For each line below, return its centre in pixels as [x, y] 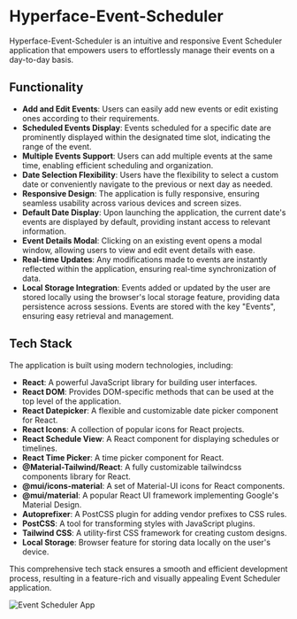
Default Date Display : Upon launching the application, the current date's [154, 212]
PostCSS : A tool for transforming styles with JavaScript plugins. [138, 523]
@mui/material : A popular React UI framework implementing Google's [150, 495]
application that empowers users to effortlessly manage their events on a [142, 50]
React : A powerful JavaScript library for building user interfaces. [140, 382]
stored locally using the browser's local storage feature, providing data [151, 297]
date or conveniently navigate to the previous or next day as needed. [147, 184]
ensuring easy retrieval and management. [98, 315]
